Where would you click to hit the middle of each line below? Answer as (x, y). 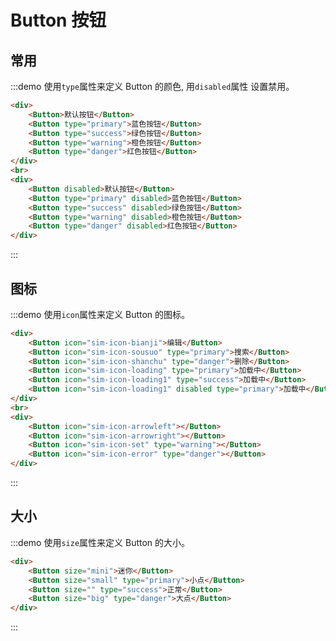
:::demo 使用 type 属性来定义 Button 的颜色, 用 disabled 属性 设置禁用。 (152, 86)
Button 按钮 (58, 20)
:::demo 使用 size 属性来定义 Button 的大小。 (100, 542)
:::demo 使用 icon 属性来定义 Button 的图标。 (100, 314)
